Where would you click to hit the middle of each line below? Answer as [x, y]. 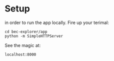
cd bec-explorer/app [26, 31]
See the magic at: [23, 45]
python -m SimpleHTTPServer [34, 36]
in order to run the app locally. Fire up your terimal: [57, 22]
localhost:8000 [20, 54]
